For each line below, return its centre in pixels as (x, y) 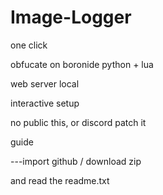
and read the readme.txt (60, 180)
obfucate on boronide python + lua (82, 64)
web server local (45, 83)
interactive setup (45, 103)
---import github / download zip (76, 161)
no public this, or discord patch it (78, 122)
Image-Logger (71, 17)
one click (29, 45)
